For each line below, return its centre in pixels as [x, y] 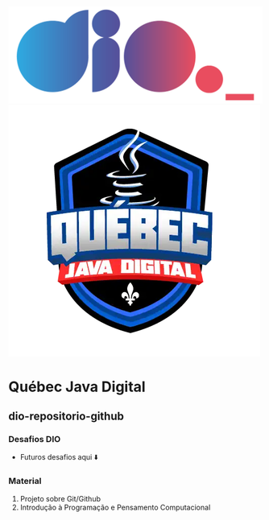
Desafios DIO [35, 439]
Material [25, 481]
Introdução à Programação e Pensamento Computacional [115, 507]
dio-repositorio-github [66, 416]
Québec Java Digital [77, 387]
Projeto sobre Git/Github [60, 498]
